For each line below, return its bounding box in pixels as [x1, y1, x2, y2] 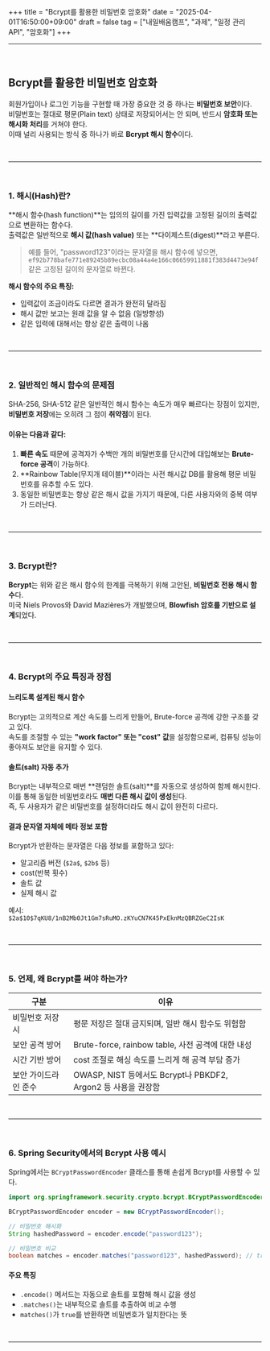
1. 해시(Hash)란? [8, 190, 71, 201]
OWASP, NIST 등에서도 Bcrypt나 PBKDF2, [73, 1069, 229, 1080]
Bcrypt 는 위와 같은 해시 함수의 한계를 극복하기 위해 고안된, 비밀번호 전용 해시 [8, 579, 249, 590]
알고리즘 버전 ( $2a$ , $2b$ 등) [19, 858, 110, 868]
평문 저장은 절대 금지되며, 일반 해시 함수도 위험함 [73, 1017, 247, 1029]
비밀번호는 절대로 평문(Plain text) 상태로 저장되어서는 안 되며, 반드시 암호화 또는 [8, 109, 259, 118]
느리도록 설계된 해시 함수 [8, 692, 85, 702]
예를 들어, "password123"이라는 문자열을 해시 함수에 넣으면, [27, 247, 219, 257]
